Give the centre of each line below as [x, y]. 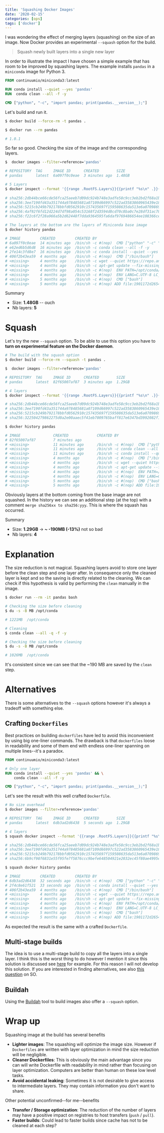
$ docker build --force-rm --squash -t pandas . [55, 360]
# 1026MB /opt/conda [27, 655]
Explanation [30, 554]
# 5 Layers [16, 184]
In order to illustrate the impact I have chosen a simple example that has [77, 61]
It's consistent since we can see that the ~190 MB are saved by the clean [79, 665]
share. [19, 1091]
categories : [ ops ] [24, 19]
